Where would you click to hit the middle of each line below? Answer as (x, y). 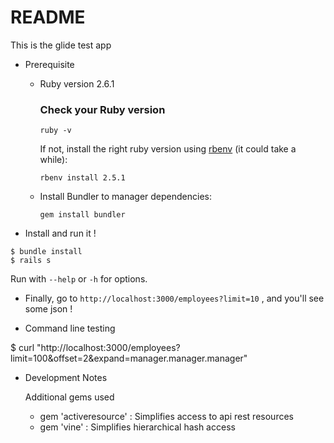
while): (53, 160)
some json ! (48, 309)
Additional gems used (69, 397)
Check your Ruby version (102, 109)
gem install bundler (82, 215)
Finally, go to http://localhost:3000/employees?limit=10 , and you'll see (174, 298)
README (48, 17)
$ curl (22, 348)
